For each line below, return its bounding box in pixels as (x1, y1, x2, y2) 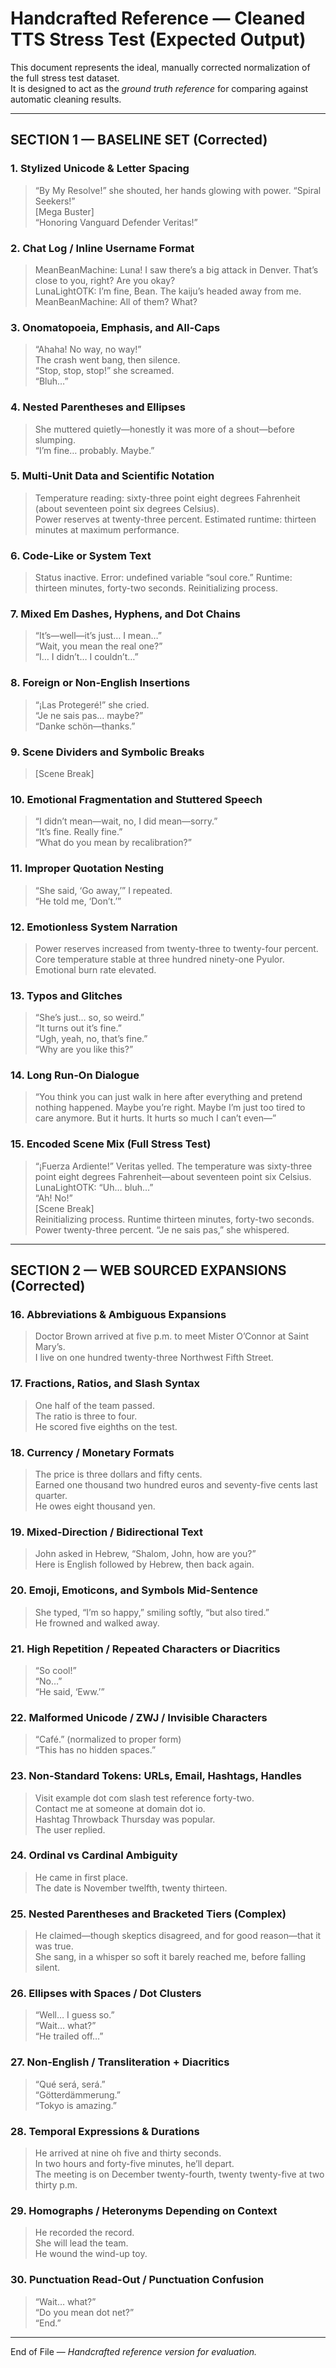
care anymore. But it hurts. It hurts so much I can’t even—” (34, 1112, 277, 1124)
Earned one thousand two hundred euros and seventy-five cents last (34, 1479, 318, 1491)
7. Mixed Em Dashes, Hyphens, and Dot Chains (10, 607, 242, 621)
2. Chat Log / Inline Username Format (10, 241, 195, 255)
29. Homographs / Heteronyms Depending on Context (10, 2203, 278, 2217)
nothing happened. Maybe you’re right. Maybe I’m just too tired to (34, 1102, 306, 1114)
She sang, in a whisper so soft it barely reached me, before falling (34, 1951, 307, 1963)
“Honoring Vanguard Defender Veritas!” (34, 216, 198, 228)
